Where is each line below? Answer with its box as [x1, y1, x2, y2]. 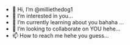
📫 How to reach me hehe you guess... [12, 32, 109, 39]
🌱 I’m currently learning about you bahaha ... [12, 19, 124, 26]
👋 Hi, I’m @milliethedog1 [12, 6, 73, 13]
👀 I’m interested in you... [12, 12, 73, 19]
